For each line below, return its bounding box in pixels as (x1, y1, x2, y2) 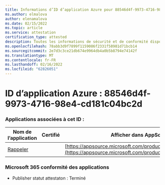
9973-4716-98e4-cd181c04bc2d (5, 98, 142, 110)
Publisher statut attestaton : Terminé (12, 175, 86, 181)
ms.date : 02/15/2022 (5, 21, 48, 26)
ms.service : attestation (5, 30, 56, 35)
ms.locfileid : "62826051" (5, 67, 58, 72)
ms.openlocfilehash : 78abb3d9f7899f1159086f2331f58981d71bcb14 (5, 44, 137, 49)
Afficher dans (110, 131, 144, 138)
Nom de (13, 128, 32, 135)
